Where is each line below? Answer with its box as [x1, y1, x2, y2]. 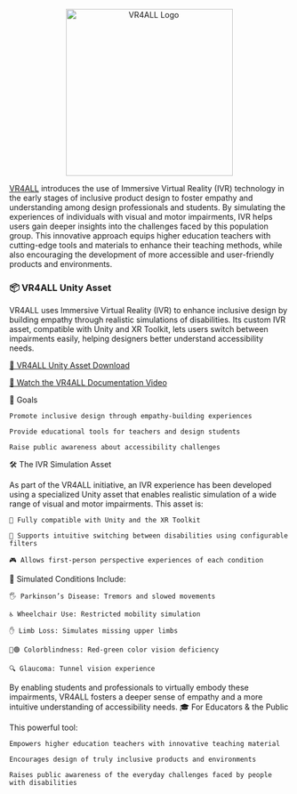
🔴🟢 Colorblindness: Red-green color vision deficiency [9, 645, 220, 654]
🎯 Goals [9, 394, 38, 405]
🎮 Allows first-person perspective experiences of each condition [9, 556, 264, 565]
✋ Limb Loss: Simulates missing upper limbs [9, 627, 179, 636]
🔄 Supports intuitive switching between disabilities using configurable [9, 531, 289, 540]
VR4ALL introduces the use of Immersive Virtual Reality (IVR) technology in [9, 183, 285, 193]
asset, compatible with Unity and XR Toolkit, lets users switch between [9, 324, 269, 335]
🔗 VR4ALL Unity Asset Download [9, 361, 131, 371]
